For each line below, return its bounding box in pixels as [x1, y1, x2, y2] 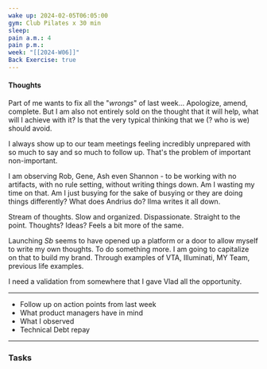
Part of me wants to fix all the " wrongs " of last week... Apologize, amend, [8, 99, 248, 108]
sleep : [8, 26, 30, 34]
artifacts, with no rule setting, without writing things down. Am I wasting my [8, 180, 255, 189]
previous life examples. [8, 262, 84, 271]
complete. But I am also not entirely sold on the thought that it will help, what [8, 107, 259, 116]
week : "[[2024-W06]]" [8, 49, 80, 56]
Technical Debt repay [19, 325, 90, 335]
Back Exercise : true [8, 56, 77, 64]
